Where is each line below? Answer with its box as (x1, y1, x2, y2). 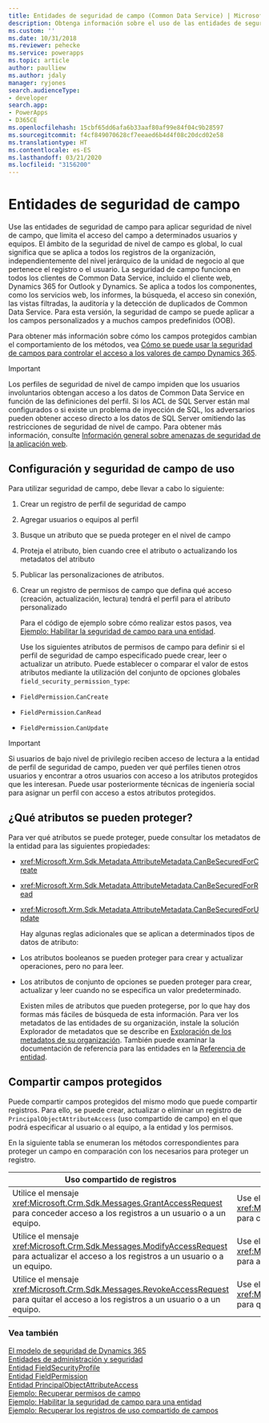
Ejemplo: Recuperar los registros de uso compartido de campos (8, 1405, 219, 1415)
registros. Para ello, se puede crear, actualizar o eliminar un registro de (8, 1105, 243, 1115)
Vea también (8, 1328, 58, 1339)
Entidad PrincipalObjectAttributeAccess (8, 1380, 139, 1389)
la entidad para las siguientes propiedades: (8, 841, 151, 850)
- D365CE (8, 116, 38, 124)
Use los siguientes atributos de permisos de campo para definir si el (19, 642, 246, 651)
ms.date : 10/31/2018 (8, 34, 78, 43)
